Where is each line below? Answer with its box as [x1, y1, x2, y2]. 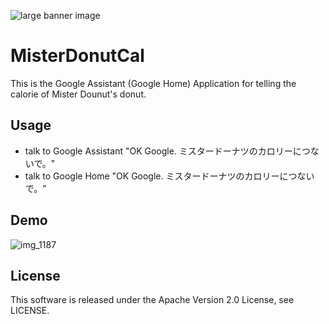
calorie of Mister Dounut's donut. [10, 88, 147, 100]
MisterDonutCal [10, 45, 145, 67]
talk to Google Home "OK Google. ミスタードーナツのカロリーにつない [24, 170, 315, 182]
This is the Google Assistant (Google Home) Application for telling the [10, 77, 297, 89]
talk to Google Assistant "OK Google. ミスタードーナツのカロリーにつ [24, 145, 311, 157]
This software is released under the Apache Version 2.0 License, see [10, 294, 295, 306]
